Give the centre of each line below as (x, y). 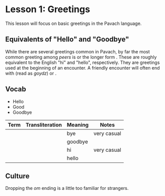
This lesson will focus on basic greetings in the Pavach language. (74, 23)
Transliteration (44, 124)
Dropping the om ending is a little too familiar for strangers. (67, 188)
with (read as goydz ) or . (31, 73)
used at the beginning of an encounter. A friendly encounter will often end (82, 68)
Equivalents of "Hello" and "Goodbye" (67, 39)
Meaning (78, 124)
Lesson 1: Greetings (48, 9)
